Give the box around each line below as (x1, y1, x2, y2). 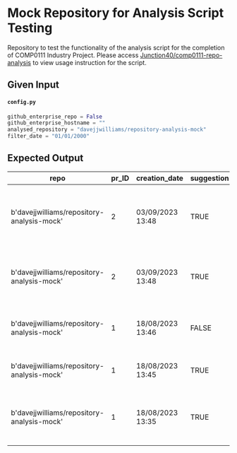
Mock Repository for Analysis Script (7, 5, 224, 21)
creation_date (136, 173, 183, 183)
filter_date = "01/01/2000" (7, 133, 90, 140)
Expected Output (7, 152, 84, 164)
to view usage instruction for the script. (32, 58, 147, 66)
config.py (7, 98, 37, 105)
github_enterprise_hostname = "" (7, 119, 106, 127)
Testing (7, 20, 53, 36)
